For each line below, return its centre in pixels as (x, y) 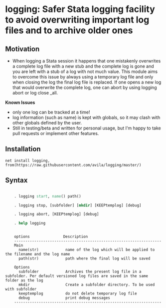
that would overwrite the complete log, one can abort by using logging (84, 87)
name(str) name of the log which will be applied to (86, 250)
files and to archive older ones (69, 30)
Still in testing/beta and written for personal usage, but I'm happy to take (86, 128)
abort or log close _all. (35, 93)
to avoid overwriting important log (77, 20)
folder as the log (24, 280)
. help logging (30, 223)
